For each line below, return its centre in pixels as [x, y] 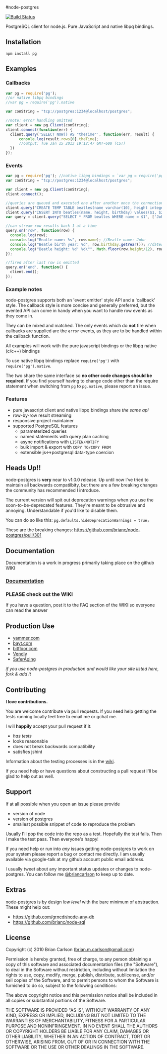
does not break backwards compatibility [54, 746]
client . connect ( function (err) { [39, 130]
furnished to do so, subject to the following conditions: [61, 986]
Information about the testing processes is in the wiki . [60, 761]
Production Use [30, 626]
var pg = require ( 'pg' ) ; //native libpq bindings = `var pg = [71, 176]
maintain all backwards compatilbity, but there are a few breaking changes [82, 485]
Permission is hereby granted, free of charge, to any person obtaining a [79, 959]
